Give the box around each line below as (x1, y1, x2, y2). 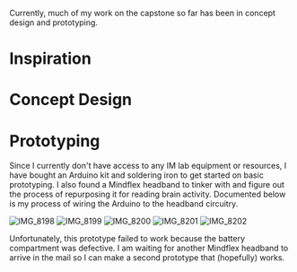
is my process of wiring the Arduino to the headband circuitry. (9, 198, 239, 209)
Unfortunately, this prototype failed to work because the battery (9, 233, 245, 244)
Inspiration (9, 48, 92, 69)
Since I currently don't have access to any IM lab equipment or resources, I (9, 161, 287, 171)
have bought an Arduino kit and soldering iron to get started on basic (9, 170, 265, 180)
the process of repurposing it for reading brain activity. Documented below (9, 189, 286, 200)
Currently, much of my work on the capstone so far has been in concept (9, 8, 276, 18)
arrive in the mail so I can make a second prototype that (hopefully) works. (9, 252, 285, 263)
